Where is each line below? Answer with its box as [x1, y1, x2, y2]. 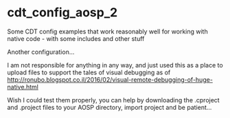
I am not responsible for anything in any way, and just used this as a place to [7, 61, 223, 69]
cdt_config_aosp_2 [7, 5, 118, 20]
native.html [7, 83, 39, 91]
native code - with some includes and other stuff [7, 34, 145, 42]
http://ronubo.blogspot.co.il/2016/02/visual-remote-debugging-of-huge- [7, 75, 213, 83]
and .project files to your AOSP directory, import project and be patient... [7, 103, 212, 111]
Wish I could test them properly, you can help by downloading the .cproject [7, 95, 220, 104]
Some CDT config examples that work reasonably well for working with [7, 27, 208, 35]
